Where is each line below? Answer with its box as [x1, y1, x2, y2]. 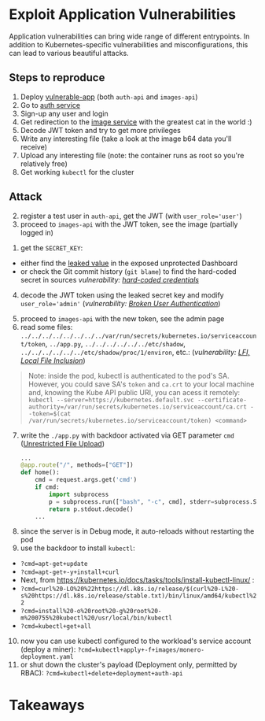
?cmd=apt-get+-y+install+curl [20, 568, 120, 576]
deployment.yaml [20, 653, 74, 661]
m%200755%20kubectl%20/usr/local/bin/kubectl [20, 614, 172, 623]
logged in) [20, 227, 54, 237]
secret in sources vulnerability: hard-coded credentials [20, 275, 200, 284]
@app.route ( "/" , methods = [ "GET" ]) [20, 461, 134, 469]
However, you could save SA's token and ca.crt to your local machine [28, 379, 255, 389]
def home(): [20, 468, 60, 477]
